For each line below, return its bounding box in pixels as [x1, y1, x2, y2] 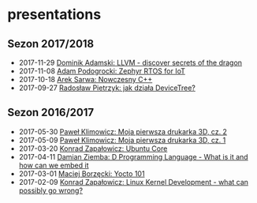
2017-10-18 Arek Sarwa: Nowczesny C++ [18, 75, 153, 84]
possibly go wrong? [18, 186, 84, 195]
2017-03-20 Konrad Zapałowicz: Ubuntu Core [18, 144, 168, 153]
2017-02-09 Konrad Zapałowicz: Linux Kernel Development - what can [18, 177, 249, 186]
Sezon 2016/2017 [7, 106, 95, 119]
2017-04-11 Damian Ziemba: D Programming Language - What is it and [18, 152, 249, 161]
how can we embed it [18, 160, 89, 170]
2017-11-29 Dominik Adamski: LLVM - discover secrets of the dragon [18, 58, 242, 67]
